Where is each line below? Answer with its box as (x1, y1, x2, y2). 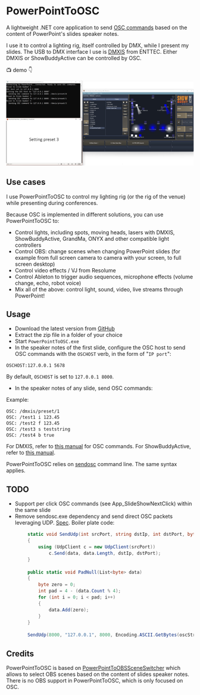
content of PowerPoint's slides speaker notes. (6, 30, 119, 37)
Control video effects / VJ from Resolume (14, 266, 116, 274)
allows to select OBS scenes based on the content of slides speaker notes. (6, 671, 189, 678)
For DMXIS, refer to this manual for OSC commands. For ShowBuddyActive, (6, 443, 192, 450)
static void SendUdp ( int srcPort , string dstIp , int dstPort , (27, 532, 185, 538)
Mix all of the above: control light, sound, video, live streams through (14, 286, 183, 293)
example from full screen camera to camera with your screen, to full (14, 254, 182, 261)
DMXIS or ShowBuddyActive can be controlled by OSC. (6, 54, 142, 61)
